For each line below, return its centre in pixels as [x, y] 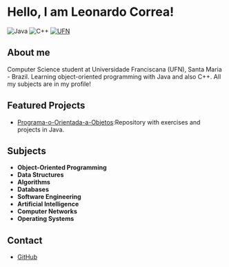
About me [29, 53]
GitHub [27, 257]
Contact [25, 241]
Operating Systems [46, 219]
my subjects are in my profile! [49, 84]
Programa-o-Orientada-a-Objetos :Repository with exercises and [109, 122]
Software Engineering [49, 197]
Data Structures [40, 175]
